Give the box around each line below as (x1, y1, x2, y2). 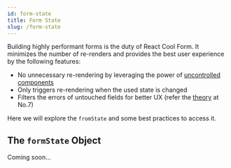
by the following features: (7, 57, 81, 66)
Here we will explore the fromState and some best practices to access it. (7, 114, 217, 122)
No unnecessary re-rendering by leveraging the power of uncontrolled (17, 71, 220, 79)
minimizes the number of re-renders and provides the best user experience (7, 50, 225, 58)
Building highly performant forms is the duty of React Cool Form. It (7, 43, 199, 51)
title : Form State (7, 17, 61, 24)
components (17, 78, 54, 87)
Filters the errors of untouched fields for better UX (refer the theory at (17, 93, 219, 101)
